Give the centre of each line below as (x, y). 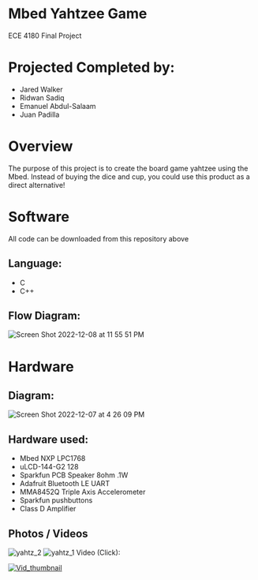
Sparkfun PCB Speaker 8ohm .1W (74, 475)
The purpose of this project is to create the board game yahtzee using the (128, 168)
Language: (35, 264)
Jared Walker (41, 89)
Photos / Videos (48, 533)
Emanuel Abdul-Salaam (58, 106)
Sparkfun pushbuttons (56, 500)
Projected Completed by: (92, 67)
